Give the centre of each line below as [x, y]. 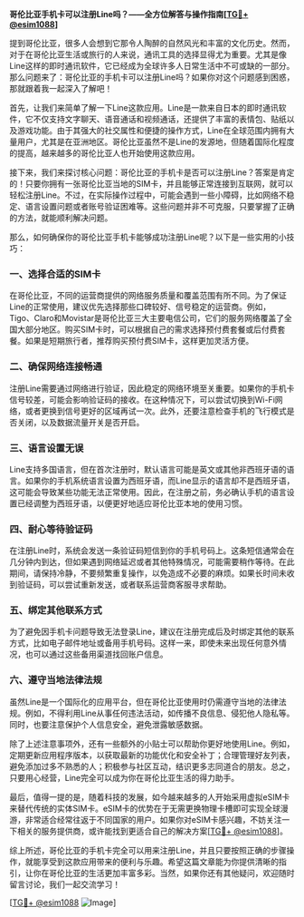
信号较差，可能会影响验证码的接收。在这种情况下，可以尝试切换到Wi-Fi [142, 399]
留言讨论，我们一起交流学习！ [65, 884]
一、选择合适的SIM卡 [55, 274]
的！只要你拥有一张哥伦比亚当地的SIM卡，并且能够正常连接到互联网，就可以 [152, 184]
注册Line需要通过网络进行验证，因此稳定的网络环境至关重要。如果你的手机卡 [152, 388]
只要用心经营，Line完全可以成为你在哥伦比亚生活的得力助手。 [124, 777]
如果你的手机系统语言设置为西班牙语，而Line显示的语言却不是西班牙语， [160, 481]
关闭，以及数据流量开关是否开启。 [81, 422]
